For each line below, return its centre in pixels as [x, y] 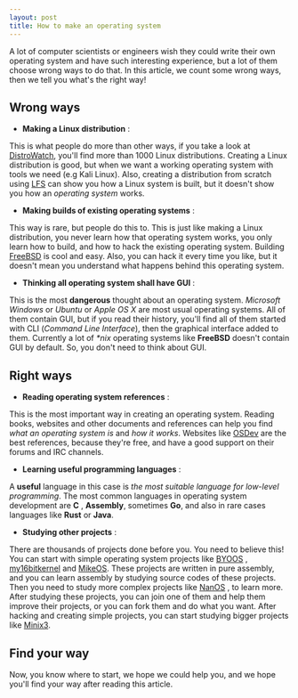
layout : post [33, 17]
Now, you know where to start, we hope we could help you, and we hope [142, 674]
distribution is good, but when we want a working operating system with [141, 165]
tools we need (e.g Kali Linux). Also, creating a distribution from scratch [141, 174]
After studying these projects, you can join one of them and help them [137, 597]
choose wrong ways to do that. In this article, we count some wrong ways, [145, 70]
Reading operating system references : [96, 397]
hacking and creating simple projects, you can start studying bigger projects [149, 616]
